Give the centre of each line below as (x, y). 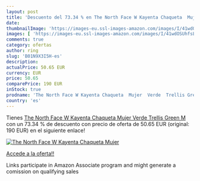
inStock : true (24, 90)
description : (22, 62)
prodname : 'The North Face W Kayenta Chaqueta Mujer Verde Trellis (96, 95)
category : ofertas (29, 45)
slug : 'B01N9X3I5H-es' (34, 56)
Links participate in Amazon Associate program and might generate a (91, 165)
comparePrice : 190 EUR (34, 84)
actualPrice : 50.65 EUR (36, 67)
